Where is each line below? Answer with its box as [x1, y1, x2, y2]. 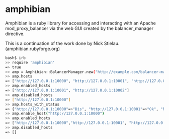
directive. [5, 30, 25, 36]
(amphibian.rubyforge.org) [5, 45, 60, 51]
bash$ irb [5, 55, 26, 60]
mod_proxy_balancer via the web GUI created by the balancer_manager [5, 25, 153, 31]
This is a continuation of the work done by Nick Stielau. [5, 40, 120, 46]
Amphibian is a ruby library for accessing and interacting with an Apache [5, 20, 156, 26]
